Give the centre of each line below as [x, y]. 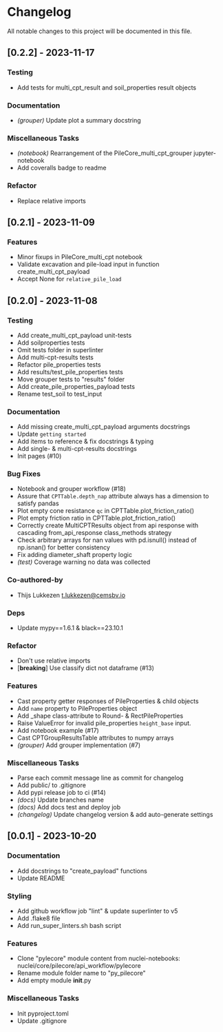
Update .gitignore [42, 1020]
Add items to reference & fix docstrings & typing [85, 441]
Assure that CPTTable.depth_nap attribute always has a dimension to [113, 496]
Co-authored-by [35, 580]
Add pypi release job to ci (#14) [62, 792]
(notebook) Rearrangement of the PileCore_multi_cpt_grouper [105, 153]
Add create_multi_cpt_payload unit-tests [74, 335]
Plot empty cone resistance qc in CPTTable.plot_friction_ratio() [106, 511]
